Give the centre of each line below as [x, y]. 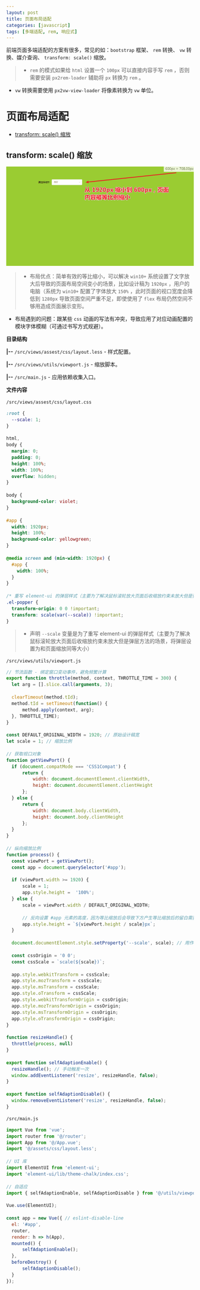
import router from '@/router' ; [46, 1136]
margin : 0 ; [25, 451]
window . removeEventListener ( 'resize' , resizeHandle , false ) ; [89, 1101]
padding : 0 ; [26, 457]
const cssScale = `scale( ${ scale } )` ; [58, 962]
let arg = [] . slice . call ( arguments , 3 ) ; [62, 685]
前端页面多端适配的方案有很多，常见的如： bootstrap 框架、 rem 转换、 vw [96, 50]
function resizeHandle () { [40, 1038]
